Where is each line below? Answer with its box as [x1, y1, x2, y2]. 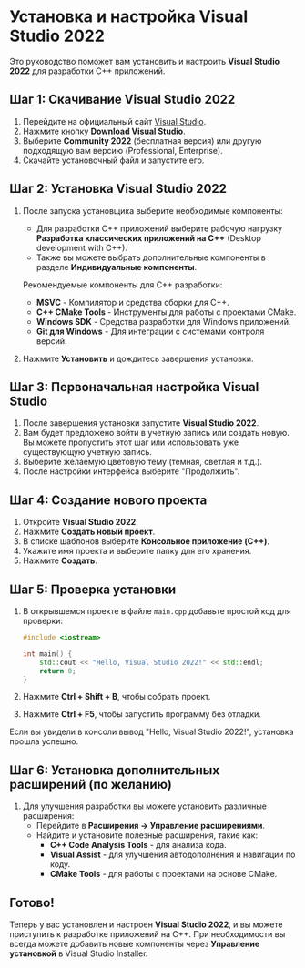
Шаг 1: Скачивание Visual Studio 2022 [9, 92, 236, 107]
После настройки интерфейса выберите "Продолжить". [22, 466, 240, 477]
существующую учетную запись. [22, 447, 153, 458]
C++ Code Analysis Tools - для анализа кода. [49, 840, 227, 851]
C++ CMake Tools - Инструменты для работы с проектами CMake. [36, 307, 297, 318]
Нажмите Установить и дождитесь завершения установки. [22, 353, 254, 364]
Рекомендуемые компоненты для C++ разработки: [22, 279, 223, 290]
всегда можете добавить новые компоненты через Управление [9, 939, 260, 949]
